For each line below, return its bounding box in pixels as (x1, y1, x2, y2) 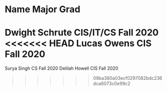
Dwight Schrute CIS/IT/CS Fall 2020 (5, 27, 159, 39)
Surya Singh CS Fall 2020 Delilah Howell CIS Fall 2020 (5, 65, 119, 72)
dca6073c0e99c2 (93, 80, 130, 87)
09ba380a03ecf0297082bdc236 (93, 75, 163, 81)
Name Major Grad (5, 4, 81, 15)
